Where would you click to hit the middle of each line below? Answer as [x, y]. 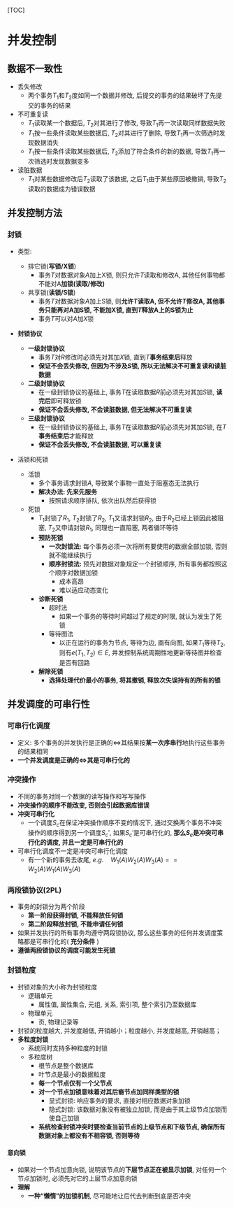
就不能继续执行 [70, 555]
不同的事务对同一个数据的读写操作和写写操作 [82, 796]
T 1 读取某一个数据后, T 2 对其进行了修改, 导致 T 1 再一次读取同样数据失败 [126, 123]
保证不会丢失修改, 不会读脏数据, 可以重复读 [100, 444]
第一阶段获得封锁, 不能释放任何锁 [75, 915]
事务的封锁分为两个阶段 [51, 907]
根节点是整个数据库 [66, 1065]
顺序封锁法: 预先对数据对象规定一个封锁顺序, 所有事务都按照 [135, 564]
